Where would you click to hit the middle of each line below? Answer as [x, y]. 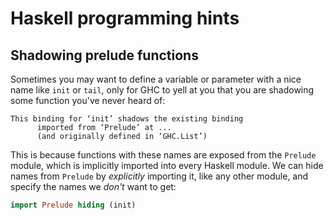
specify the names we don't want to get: [93, 186]
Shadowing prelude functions [104, 55]
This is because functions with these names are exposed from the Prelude [163, 155]
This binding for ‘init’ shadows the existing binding [127, 119]
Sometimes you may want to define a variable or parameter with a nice [156, 79]
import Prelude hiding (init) [73, 205]
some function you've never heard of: [88, 100]
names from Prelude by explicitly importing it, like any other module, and [159, 176]
